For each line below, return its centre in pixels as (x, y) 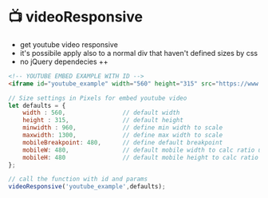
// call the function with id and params (78, 179)
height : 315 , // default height (103, 121)
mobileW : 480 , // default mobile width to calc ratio (139, 150)
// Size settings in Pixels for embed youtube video (98, 98)
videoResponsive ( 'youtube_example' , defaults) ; (87, 187)
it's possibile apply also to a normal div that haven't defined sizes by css (138, 53)
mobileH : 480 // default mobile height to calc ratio (141, 157)
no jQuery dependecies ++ (64, 61)
